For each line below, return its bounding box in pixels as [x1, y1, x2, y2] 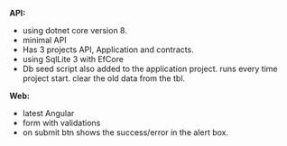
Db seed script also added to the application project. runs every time [22, 63, 278, 74]
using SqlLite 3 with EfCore [22, 54, 125, 64]
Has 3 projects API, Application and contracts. [22, 44, 194, 55]
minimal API [22, 35, 67, 45]
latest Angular [22, 108, 75, 118]
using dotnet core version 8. [22, 25, 128, 35]
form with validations [22, 117, 101, 128]
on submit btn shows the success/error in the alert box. [22, 127, 228, 138]
